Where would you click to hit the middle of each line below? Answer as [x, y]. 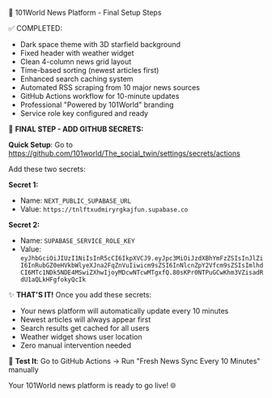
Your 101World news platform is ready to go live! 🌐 [92, 385]
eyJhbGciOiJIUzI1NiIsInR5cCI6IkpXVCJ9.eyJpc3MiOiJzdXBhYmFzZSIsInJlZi [142, 259]
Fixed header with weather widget [77, 53]
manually [23, 370]
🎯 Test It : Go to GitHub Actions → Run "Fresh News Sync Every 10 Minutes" [134, 361]
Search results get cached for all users [85, 328]
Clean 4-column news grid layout [76, 62]
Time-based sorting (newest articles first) [89, 70]
